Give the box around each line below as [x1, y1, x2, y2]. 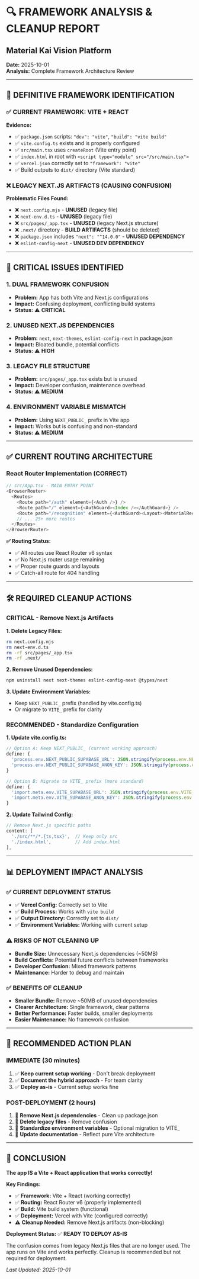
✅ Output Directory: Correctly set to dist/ [14, 915, 120, 922]
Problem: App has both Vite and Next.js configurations [14, 294, 149, 301]
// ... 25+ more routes [17, 516, 76, 522]
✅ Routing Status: [6, 538, 52, 545]
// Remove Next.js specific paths [6, 822, 92, 828]
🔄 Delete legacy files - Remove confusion [14, 1118, 117, 1125]
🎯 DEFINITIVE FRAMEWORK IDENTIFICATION [6, 90, 175, 100]
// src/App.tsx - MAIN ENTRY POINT [6, 483, 94, 489]
